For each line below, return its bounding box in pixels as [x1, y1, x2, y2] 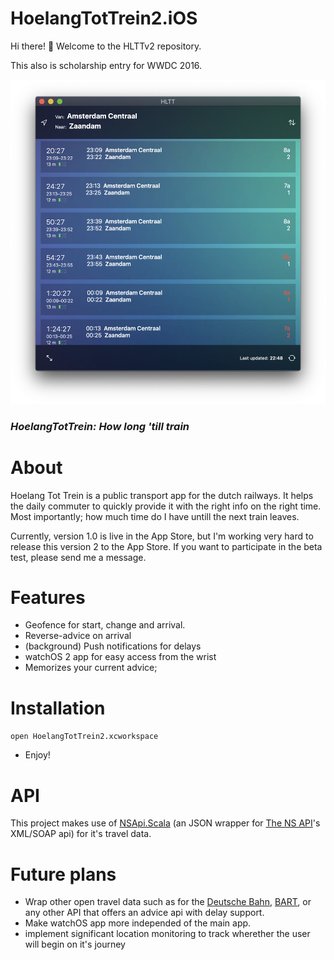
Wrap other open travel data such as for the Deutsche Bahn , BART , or [24, 896, 312, 908]
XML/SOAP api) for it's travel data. [10, 828, 152, 840]
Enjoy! [24, 749, 51, 761]
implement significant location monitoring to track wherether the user [24, 928, 311, 940]
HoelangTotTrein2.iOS [10, 7, 198, 30]
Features [10, 586, 86, 609]
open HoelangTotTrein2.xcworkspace [10, 732, 159, 742]
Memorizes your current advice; [24, 662, 158, 674]
